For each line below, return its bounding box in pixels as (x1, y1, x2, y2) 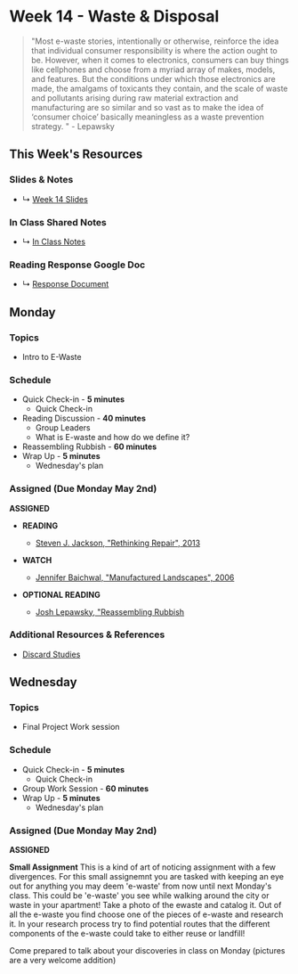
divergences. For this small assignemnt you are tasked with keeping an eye (9, 872, 285, 882)
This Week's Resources (9, 147, 143, 162)
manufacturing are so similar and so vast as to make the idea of (30, 102, 264, 112)
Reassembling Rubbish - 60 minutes (21, 441, 157, 452)
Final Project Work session (21, 722, 120, 733)
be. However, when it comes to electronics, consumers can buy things (30, 54, 289, 65)
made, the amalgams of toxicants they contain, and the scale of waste (30, 83, 288, 94)
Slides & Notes (9, 174, 74, 186)
